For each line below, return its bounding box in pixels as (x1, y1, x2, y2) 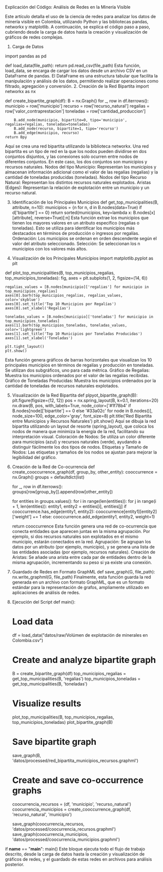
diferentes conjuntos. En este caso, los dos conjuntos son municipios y (5, 159, 147, 165)
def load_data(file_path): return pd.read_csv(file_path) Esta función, (5, 63, 141, 68)
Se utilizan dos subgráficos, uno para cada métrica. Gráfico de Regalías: (5, 367, 150, 373)
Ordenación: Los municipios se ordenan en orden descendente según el (12, 236, 157, 241)
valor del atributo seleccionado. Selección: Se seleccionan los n (12, 241, 140, 246)
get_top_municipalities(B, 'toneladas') (12, 681, 88, 686)
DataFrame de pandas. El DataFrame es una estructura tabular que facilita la (5, 73, 158, 78)
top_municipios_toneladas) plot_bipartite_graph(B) (12, 719, 113, 725)
